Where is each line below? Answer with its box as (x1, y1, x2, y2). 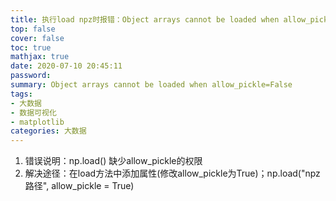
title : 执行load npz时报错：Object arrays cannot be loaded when (10, 14, 280, 25)
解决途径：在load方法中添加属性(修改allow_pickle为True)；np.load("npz (24, 167, 321, 180)
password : (10, 71, 52, 81)
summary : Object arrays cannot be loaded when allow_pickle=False (10, 80, 293, 90)
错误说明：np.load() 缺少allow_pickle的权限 (24, 155, 203, 167)
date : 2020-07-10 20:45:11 (10, 61, 123, 71)
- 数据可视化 (10, 107, 57, 118)
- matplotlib (10, 117, 65, 127)
